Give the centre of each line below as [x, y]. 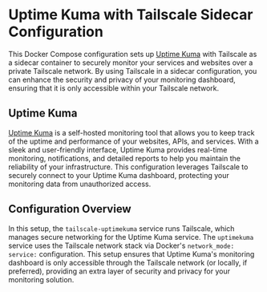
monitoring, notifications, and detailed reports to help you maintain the [124, 158]
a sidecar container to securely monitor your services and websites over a [131, 63]
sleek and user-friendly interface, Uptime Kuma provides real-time [118, 149]
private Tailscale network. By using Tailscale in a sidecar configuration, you [133, 71]
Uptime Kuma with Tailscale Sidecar [131, 15]
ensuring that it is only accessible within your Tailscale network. [114, 88]
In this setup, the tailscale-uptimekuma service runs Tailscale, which [121, 228]
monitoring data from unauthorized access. [80, 184]
